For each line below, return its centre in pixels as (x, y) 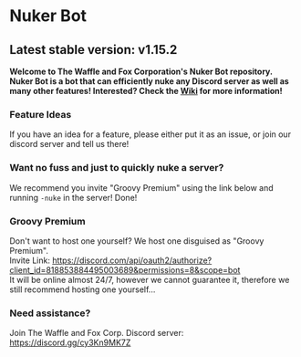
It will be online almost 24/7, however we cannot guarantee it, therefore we (150, 279)
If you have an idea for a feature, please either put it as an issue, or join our (150, 134)
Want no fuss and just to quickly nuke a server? (117, 168)
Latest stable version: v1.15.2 (93, 50)
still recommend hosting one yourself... (83, 289)
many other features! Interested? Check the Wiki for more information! (146, 91)
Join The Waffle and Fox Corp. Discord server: (97, 333)
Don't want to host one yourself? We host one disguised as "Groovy (137, 241)
